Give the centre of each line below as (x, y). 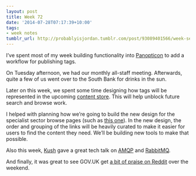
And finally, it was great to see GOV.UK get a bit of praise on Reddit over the (97, 162)
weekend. (18, 168)
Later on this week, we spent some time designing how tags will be (87, 90)
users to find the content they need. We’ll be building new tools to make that (97, 133)
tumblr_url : (20, 39)
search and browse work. (36, 103)
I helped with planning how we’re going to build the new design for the (90, 114)
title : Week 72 (24, 17)
